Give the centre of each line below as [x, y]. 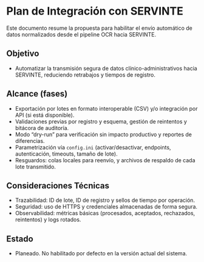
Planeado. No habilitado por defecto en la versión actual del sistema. [101, 253]
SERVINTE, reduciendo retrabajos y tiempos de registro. [85, 75]
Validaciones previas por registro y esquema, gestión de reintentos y [101, 121]
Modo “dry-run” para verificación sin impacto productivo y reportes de [104, 134]
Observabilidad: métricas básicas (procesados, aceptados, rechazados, [105, 213]
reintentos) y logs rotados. [48, 219]
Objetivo [23, 54]
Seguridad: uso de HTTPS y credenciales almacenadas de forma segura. [106, 207]
